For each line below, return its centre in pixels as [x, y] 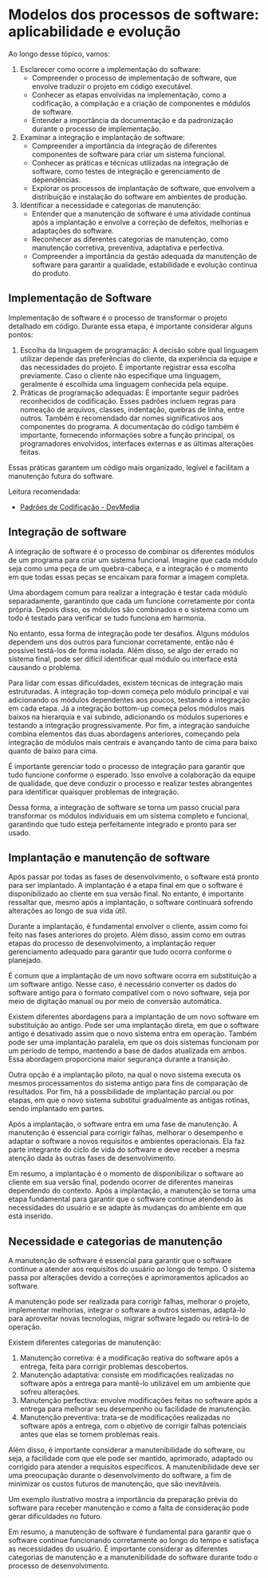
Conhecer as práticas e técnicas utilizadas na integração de [130, 162]
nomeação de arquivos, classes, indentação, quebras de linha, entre [132, 409]
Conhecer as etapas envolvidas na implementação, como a [129, 94]
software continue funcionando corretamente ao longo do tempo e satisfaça [134, 1540]
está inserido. [31, 1216]
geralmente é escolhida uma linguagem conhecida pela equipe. [124, 384]
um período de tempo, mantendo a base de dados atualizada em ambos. [128, 1051]
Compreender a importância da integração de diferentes [124, 145]
